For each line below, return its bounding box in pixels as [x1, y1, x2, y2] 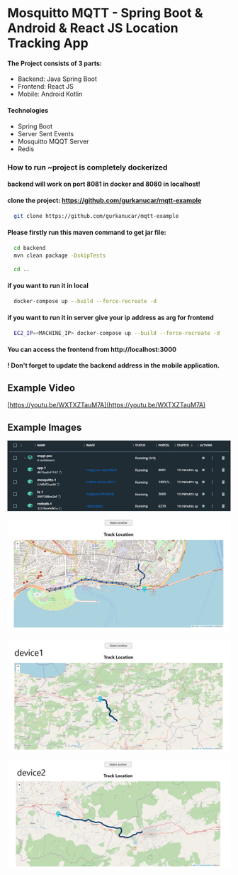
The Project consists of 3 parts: [7, 59, 103, 67]
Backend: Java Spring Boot [17, 75, 98, 83]
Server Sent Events [17, 129, 74, 138]
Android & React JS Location [7, 20, 178, 36]
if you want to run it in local [7, 281, 89, 290]
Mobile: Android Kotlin [17, 90, 83, 99]
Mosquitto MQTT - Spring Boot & [7, 5, 203, 21]
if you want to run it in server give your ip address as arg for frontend [7, 313, 214, 321]
